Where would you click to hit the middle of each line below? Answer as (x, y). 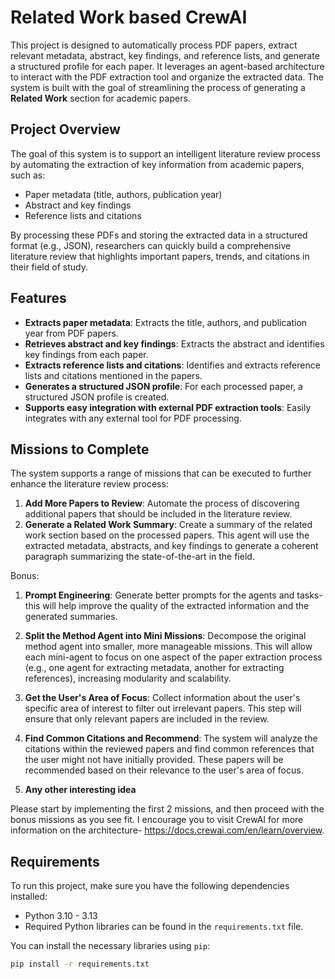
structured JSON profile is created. (97, 397)
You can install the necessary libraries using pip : (110, 946)
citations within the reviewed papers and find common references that (169, 749)
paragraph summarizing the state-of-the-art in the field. (139, 557)
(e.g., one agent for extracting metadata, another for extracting (154, 668)
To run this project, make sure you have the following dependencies (150, 886)
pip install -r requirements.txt (80, 964)
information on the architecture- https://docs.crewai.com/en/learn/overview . (167, 830)
